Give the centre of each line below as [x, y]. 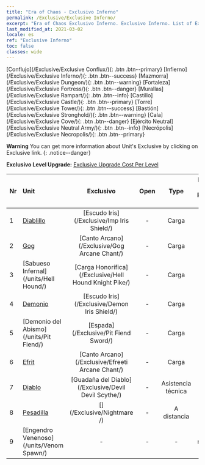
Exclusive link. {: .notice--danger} [49, 152]
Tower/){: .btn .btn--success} [98, 108]
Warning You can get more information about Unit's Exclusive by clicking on [102, 146]
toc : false [20, 46]
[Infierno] [175, 69]
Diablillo [34, 220]
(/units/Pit [37, 337]
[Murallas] [151, 89]
